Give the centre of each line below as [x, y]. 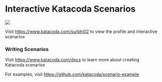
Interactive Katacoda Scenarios [70, 9]
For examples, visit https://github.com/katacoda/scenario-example [72, 74]
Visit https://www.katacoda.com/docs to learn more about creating [72, 60]
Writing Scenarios [27, 49]
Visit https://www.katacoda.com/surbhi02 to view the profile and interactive [81, 31]
